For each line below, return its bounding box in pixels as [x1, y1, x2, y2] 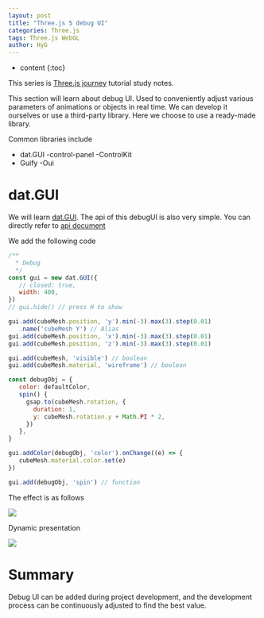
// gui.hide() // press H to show [8, 303, 123, 311]
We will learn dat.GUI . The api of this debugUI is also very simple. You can [8, 212, 250, 222]
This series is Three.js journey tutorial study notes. [8, 79, 174, 88]
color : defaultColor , [18, 383, 91, 392]
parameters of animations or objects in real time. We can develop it [8, 102, 228, 112]
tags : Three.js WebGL [8, 33, 80, 42]
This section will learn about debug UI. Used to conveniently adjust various [8, 94, 254, 103]
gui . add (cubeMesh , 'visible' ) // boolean [8, 354, 148, 362]
